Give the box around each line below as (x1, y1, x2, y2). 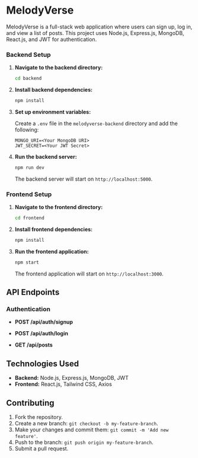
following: (14, 126, 39, 133)
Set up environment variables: (14, 108, 91, 116)
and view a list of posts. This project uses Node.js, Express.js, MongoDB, (6, 29, 185, 36)
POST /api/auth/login (14, 330, 68, 337)
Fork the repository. (14, 414, 63, 421)
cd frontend (14, 215, 44, 221)
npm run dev (14, 164, 44, 171)
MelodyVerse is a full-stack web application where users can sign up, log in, (6, 23, 193, 30)
